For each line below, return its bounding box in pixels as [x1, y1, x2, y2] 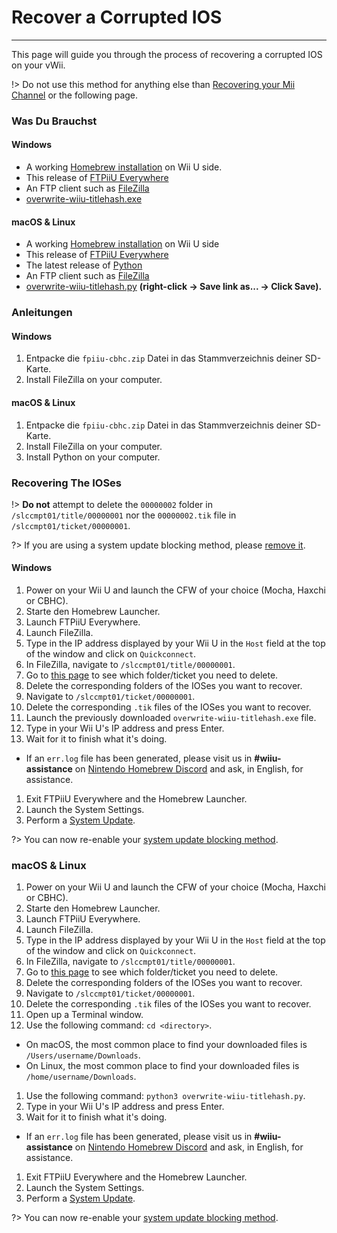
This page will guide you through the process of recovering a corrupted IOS [11, 48, 323, 60]
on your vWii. [11, 59, 66, 71]
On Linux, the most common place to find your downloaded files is [25, 1060, 300, 1072]
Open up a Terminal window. [25, 1009, 144, 1021]
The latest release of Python [25, 259, 143, 271]
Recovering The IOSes [11, 476, 123, 490]
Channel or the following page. [11, 89, 139, 101]
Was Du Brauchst [11, 114, 98, 128]
